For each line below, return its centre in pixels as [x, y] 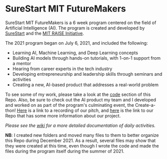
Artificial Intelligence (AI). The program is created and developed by [75, 28]
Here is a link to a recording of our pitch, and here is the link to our [85, 110]
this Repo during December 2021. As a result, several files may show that [80, 140]
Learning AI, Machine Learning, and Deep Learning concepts [75, 53]
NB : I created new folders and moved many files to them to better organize [82, 135]
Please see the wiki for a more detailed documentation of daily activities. [80, 125]
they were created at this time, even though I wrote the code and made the [82, 145]
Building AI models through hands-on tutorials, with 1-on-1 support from [86, 58]
